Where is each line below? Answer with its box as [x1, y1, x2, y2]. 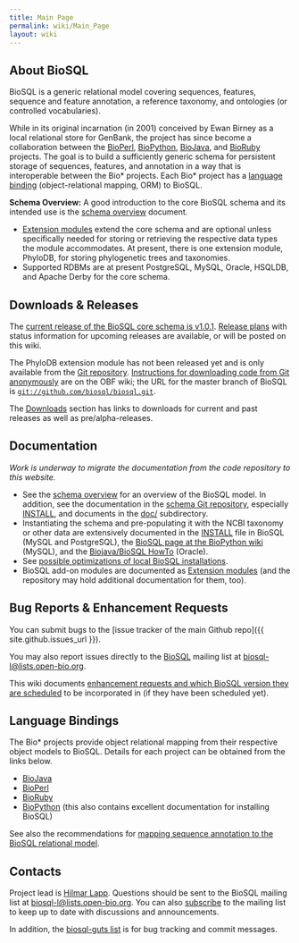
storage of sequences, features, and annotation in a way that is [9, 161, 242, 172]
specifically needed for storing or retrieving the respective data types [21, 233, 278, 244]
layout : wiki [9, 29, 58, 38]
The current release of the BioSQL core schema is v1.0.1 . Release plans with [9, 321, 287, 332]
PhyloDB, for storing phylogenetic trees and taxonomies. [21, 252, 230, 264]
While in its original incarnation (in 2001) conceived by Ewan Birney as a [9, 122, 274, 134]
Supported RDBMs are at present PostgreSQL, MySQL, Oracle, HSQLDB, [21, 262, 289, 273]
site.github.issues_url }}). [9, 634, 101, 644]
